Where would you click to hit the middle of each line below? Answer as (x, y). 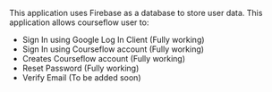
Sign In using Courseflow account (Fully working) (113, 49)
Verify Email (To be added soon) (81, 78)
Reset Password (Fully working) (81, 68)
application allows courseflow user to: (79, 22)
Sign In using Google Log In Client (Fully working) (113, 40)
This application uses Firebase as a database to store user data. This (136, 13)
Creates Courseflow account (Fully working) (104, 59)
